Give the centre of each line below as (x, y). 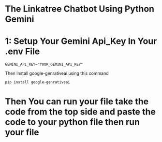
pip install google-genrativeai (37, 82)
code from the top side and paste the (81, 112)
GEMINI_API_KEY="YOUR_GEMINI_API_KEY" (44, 64)
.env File (22, 51)
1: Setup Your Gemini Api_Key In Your (81, 41)
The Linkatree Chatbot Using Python (80, 9)
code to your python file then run (73, 122)
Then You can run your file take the (77, 102)
